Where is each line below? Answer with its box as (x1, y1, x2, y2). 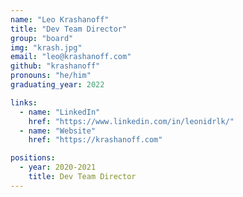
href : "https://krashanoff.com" (28, 135, 163, 145)
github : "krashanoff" (10, 61, 101, 71)
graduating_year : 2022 (10, 80, 105, 90)
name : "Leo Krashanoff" (10, 14, 110, 25)
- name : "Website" (19, 126, 97, 136)
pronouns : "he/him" (10, 71, 92, 81)
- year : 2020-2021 (19, 162, 97, 173)
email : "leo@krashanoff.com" (10, 52, 132, 62)
